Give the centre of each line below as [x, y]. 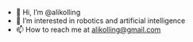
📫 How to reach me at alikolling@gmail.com [88, 29]
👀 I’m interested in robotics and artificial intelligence [100, 21]
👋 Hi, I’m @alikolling [48, 12]
